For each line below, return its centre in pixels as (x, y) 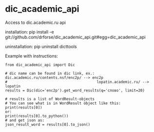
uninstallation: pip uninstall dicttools (41, 46)
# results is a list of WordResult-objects (50, 99)
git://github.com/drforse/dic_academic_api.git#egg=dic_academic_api (75, 37)
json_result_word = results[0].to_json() (48, 124)
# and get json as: (25, 120)
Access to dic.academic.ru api (35, 22)
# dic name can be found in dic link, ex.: (50, 73)
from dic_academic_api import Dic (40, 65)
